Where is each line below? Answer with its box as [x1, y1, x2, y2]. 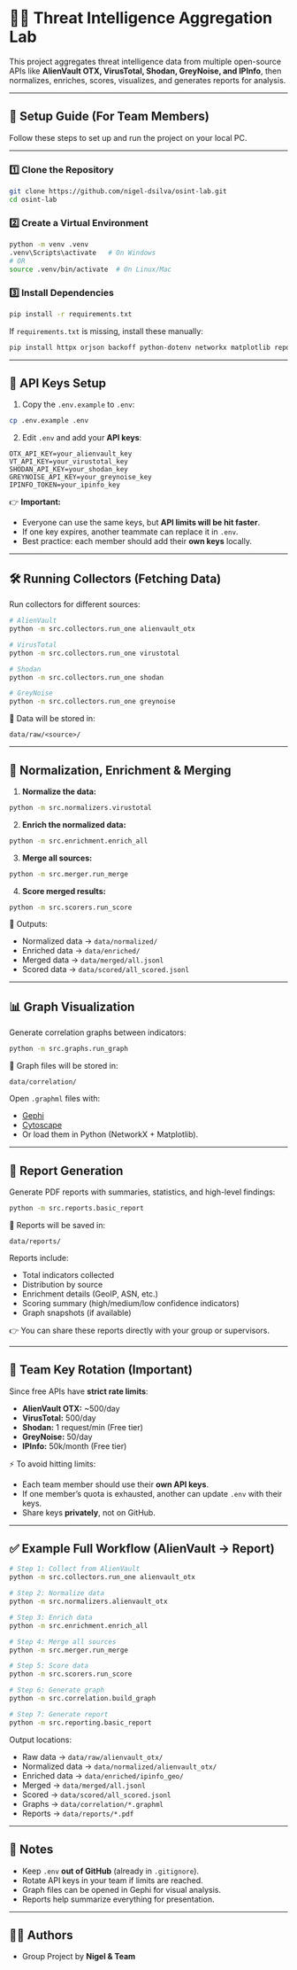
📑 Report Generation [9, 1163, 124, 1178]
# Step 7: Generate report [9, 1709, 109, 1718]
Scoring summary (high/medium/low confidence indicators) [21, 1297, 240, 1308]
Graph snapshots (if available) [21, 1307, 132, 1318]
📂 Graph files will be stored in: [9, 1061, 118, 1071]
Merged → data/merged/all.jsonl [21, 1779, 146, 1790]
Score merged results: [21, 885, 106, 896]
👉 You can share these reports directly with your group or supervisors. [9, 1325, 270, 1335]
